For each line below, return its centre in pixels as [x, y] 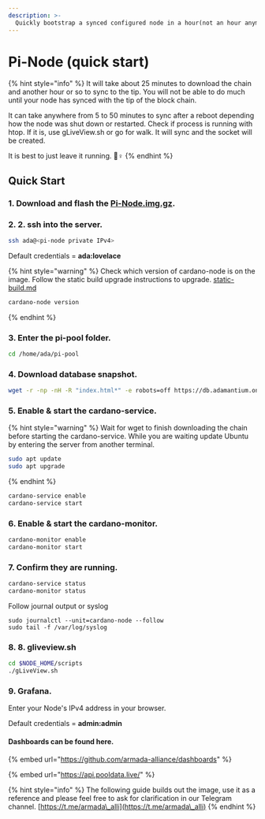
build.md [22, 288]
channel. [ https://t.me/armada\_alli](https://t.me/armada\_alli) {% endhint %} [132, 806]
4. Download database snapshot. [73, 374]
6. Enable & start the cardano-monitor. [83, 523]
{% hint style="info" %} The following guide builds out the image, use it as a [132, 790]
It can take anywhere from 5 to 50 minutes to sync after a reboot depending [131, 116]
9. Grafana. [30, 691]
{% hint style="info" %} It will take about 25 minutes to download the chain [130, 84]
